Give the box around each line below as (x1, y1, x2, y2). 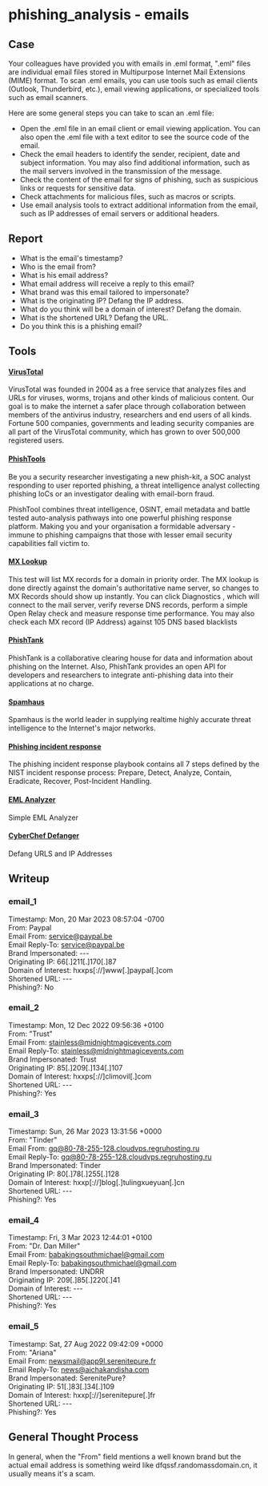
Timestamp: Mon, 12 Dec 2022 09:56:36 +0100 (8, 1020, 164, 1030)
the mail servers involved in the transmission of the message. (19, 167, 222, 175)
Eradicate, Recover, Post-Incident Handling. (8, 777, 152, 786)
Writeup (8, 872, 50, 886)
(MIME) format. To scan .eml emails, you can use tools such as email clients (8, 76, 258, 85)
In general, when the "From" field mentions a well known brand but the (8, 1452, 242, 1461)
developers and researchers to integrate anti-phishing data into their (8, 670, 234, 680)
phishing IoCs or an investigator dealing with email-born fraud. (8, 488, 214, 498)
